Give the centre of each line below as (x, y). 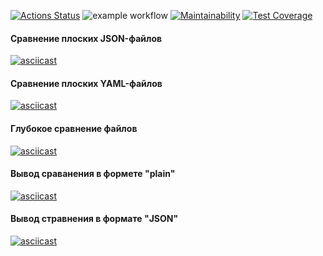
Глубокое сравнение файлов (74, 128)
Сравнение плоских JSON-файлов (86, 38)
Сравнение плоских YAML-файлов (86, 83)
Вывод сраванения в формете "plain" (93, 174)
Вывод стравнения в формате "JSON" (94, 219)
